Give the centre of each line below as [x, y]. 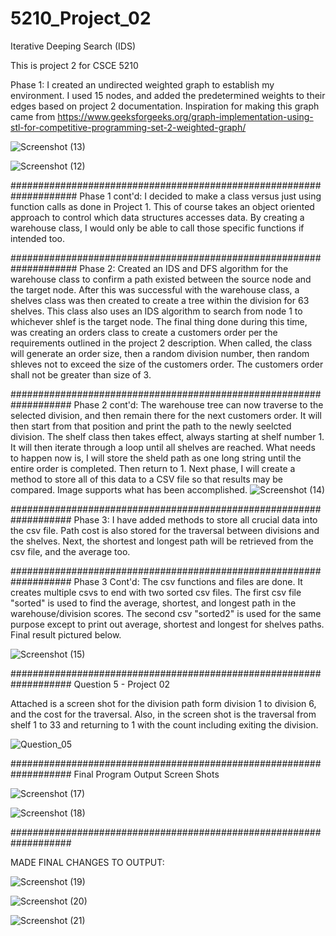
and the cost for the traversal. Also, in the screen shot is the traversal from [163, 714]
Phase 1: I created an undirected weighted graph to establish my [142, 84]
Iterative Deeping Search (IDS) [73, 46]
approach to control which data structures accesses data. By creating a [157, 217]
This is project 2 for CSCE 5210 [74, 65]
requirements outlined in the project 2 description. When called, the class [161, 343]
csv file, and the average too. [70, 551]
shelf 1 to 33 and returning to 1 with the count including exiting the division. [164, 724]
